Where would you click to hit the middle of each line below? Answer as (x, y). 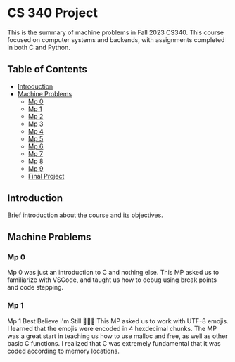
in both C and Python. (39, 47)
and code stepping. (36, 287)
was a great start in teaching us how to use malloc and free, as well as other (118, 336)
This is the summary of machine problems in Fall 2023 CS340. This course (115, 32)
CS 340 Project (53, 13)
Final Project (46, 176)
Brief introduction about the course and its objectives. (85, 215)
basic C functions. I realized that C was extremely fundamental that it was (114, 343)
